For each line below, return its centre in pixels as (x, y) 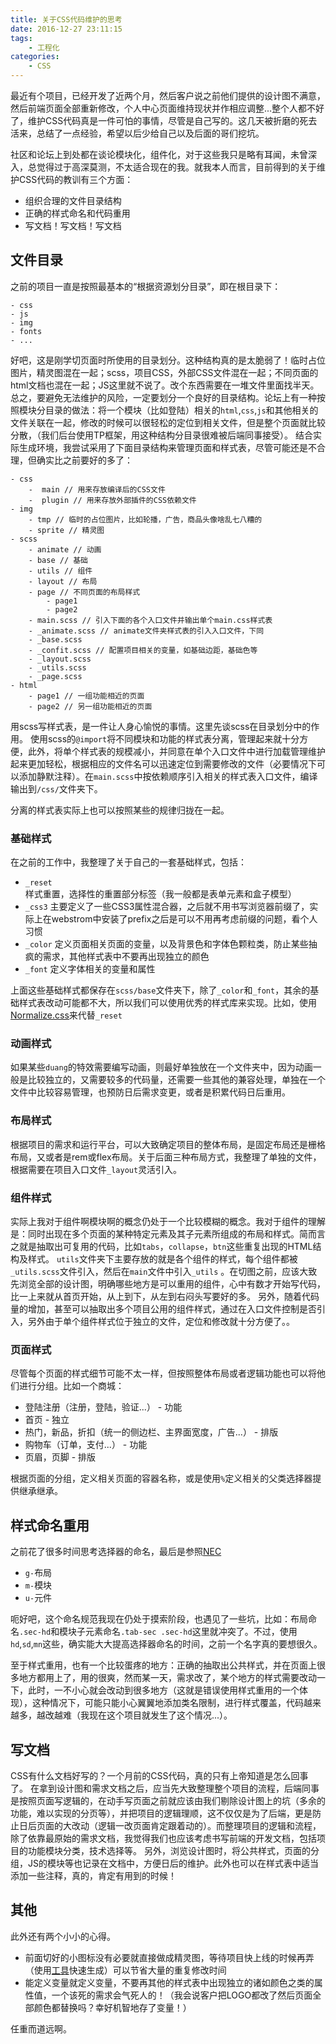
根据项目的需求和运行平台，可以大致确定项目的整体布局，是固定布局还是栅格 (168, 1144)
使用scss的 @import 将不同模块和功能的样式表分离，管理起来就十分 (164, 738)
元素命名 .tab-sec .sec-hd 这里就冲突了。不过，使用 (191, 1632)
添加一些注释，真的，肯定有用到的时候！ (93, 1875)
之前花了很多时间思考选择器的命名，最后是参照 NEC (116, 1552)
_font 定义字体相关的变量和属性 (90, 969)
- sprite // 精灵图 (66, 530)
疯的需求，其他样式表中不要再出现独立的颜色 (117, 957)
